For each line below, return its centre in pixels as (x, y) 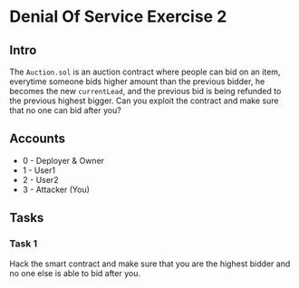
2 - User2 (40, 179)
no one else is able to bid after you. (75, 273)
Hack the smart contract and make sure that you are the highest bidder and (150, 264)
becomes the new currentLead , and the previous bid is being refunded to (145, 91)
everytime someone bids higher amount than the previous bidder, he (137, 82)
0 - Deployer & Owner (63, 160)
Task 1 (24, 244)
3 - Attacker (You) (56, 189)
